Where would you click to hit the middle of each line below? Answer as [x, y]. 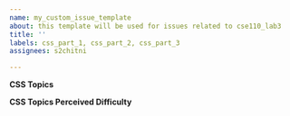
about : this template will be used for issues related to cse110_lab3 [145, 26]
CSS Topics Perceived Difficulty [71, 102]
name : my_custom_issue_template [70, 18]
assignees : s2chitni [48, 51]
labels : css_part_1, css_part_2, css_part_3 [95, 43]
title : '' [28, 34]
